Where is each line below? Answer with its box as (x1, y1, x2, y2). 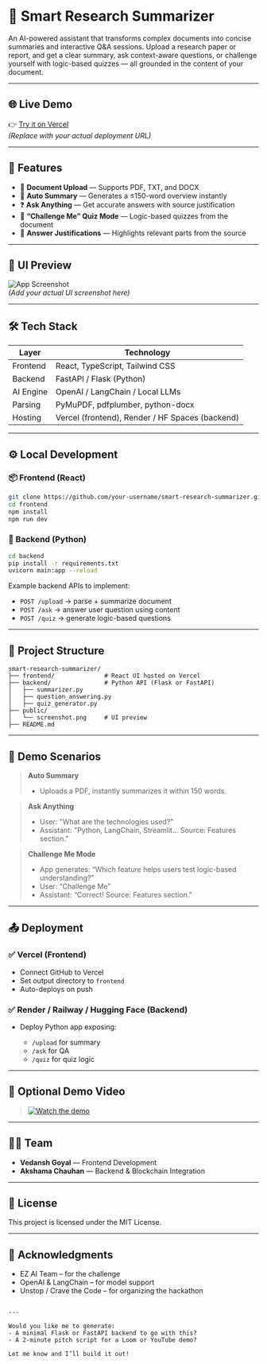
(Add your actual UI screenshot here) (8, 288, 130, 297)
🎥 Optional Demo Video (8, 1085, 126, 1099)
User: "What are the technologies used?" (39, 816, 174, 826)
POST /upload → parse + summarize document (19, 596, 172, 606)
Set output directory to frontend (19, 975, 125, 985)
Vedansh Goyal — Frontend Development (19, 1157, 157, 1167)
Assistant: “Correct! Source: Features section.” (39, 889, 192, 899)
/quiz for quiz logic (31, 1054, 95, 1064)
